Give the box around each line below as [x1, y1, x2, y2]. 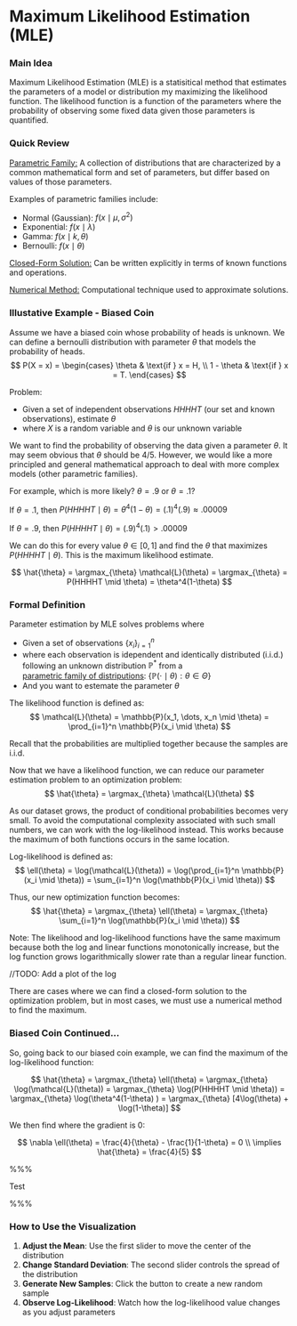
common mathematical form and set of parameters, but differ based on [9, 166, 269, 177]
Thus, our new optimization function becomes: [9, 892, 181, 902]
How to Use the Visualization [9, 1220, 137, 1233]
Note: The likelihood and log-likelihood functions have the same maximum [9, 933, 281, 943]
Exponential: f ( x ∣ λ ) [21, 222, 96, 232]
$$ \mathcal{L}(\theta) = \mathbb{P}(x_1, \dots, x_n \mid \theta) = [29, 712, 269, 723]
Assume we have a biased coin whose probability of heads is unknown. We [9, 327, 285, 337]
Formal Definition [9, 598, 86, 610]
